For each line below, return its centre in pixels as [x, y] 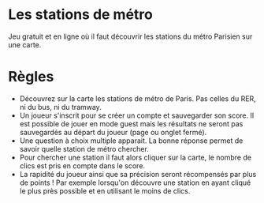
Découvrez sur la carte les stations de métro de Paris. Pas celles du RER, [138, 98]
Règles [31, 77]
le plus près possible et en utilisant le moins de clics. [105, 190]
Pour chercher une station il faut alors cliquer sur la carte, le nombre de [136, 157]
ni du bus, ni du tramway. [61, 107]
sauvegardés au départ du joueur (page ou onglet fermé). [113, 132]
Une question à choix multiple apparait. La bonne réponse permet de [131, 141]
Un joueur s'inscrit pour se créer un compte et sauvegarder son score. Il [137, 115]
